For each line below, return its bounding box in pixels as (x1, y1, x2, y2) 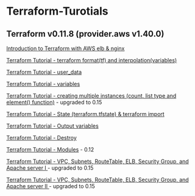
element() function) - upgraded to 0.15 (6, 99, 102, 106)
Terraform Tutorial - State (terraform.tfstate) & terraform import (6, 111, 165, 117)
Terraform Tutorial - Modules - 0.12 (6, 146, 94, 153)
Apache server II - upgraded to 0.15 (6, 183, 96, 190)
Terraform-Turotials (6, 4, 108, 18)
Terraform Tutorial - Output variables (6, 122, 99, 129)
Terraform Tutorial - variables (6, 81, 80, 87)
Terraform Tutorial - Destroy (6, 134, 77, 141)
